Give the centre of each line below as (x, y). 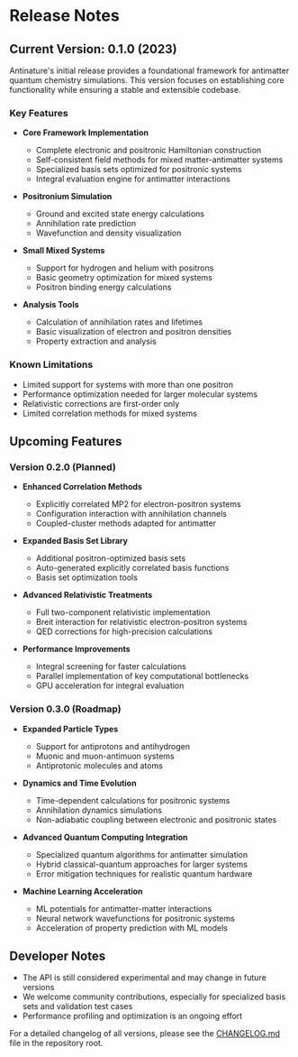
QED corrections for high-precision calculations (124, 631)
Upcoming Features (66, 441)
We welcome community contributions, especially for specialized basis (154, 997)
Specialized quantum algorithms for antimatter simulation (142, 854)
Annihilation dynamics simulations (99, 810)
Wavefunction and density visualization (108, 233)
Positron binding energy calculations (104, 287)
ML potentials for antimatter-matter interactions (124, 908)
